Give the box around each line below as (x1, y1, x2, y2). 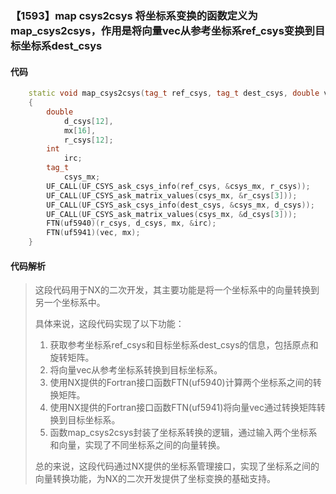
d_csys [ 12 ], (63, 116, 114, 126)
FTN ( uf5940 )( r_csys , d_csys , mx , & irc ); (46, 218, 217, 229)
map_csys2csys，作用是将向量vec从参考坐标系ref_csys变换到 (10, 23, 315, 37)
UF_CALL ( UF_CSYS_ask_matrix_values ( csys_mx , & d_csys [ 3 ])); (46, 209, 298, 219)
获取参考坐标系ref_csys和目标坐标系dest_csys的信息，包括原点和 (49, 339, 319, 351)
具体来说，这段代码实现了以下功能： (34, 318, 185, 330)
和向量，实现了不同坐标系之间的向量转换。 (49, 439, 226, 451)
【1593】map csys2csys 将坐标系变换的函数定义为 (10, 8, 258, 22)
